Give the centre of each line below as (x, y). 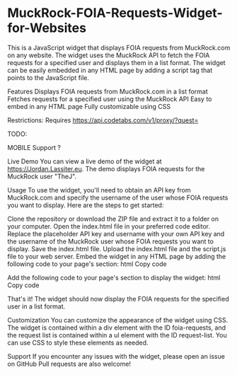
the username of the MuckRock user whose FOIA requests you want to (111, 241)
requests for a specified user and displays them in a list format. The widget (116, 62)
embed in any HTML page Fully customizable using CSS (89, 106)
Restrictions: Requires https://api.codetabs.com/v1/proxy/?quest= (103, 120)
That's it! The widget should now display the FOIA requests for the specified (118, 299)
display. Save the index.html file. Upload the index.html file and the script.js (117, 248)
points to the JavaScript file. (48, 77)
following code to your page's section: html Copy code (87, 264)
